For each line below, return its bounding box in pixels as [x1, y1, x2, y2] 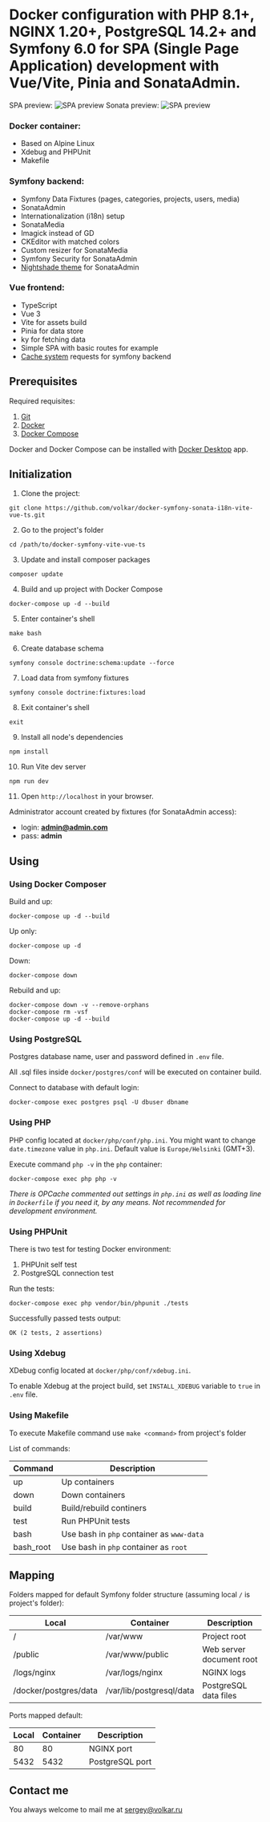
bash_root [13, 1541, 51, 1552]
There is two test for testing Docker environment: [9, 1244, 171, 1254]
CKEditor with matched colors [20, 237, 119, 246]
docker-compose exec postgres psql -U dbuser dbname [9, 1098, 189, 1106]
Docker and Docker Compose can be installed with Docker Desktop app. [9, 444, 248, 454]
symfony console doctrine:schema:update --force [9, 659, 175, 668]
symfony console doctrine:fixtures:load [9, 688, 147, 697]
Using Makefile [9, 1410, 69, 1421]
